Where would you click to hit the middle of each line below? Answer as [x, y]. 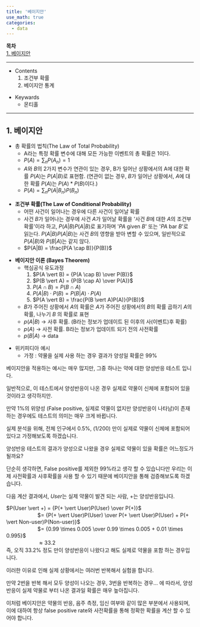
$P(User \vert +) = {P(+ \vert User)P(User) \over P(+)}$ [74, 508]
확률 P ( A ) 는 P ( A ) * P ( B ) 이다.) [64, 183]
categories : [21, 23]
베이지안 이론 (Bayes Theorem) [52, 260]
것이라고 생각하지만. [29, 395]
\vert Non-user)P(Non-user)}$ [43, 522]
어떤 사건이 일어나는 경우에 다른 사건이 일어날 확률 [82, 211]
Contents [26, 71]
